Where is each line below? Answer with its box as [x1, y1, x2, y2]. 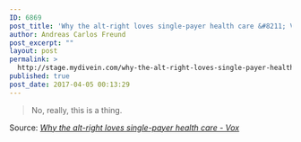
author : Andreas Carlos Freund [9, 30, 126, 39]
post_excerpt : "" [9, 38, 74, 48]
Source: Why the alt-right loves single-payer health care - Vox [9, 122, 240, 133]
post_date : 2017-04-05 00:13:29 [9, 80, 130, 89]
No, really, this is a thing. [30, 104, 123, 115]
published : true [9, 72, 70, 81]
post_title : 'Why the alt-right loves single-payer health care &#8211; [9, 22, 287, 31]
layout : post [9, 47, 58, 56]
